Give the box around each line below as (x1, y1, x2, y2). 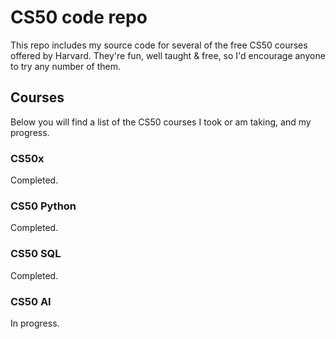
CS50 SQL (10, 247, 62, 261)
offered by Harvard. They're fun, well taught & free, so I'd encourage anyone (10, 49, 326, 61)
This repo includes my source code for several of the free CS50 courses (10, 39, 308, 51)
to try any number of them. (10, 60, 121, 72)
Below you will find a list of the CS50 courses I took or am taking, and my (10, 116, 312, 128)
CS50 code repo (10, 6, 148, 29)
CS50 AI (10, 294, 52, 308)
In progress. (10, 317, 60, 329)
